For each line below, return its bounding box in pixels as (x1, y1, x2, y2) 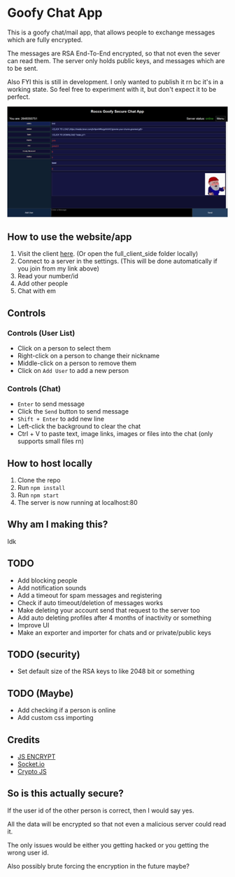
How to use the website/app (7, 231, 132, 243)
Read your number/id (17, 272, 79, 280)
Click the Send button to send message (17, 407, 129, 416)
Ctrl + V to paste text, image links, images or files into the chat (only (17, 430, 213, 438)
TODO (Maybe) (7, 687, 74, 699)
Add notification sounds (17, 583, 87, 592)
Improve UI (17, 620, 50, 629)
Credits (7, 734, 41, 746)
